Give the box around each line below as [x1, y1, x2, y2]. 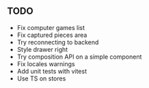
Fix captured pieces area [16, 31, 87, 39]
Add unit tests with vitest [16, 67, 87, 75]
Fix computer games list [16, 23, 85, 31]
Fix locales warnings [16, 59, 75, 68]
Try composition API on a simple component [16, 53, 142, 61]
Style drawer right [16, 45, 68, 53]
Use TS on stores [16, 74, 66, 83]
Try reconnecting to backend [16, 38, 99, 46]
